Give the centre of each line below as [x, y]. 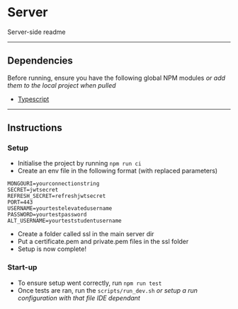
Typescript [33, 99]
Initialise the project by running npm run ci [79, 163]
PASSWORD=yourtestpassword [47, 215]
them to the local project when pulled [62, 85]
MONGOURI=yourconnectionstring [53, 184]
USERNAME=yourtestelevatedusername [60, 209]
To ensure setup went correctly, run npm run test [90, 283]
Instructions [35, 128]
